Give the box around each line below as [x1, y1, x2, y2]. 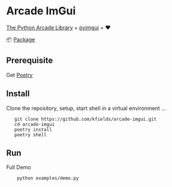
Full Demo [6, 164, 31, 171]
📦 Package [6, 36, 35, 43]
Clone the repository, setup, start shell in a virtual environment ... [6, 105, 166, 112]
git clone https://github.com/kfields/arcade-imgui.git [14, 116, 157, 122]
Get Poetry [6, 71, 33, 78]
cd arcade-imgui [14, 121, 55, 127]
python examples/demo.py [17, 175, 79, 182]
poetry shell [14, 131, 47, 138]
